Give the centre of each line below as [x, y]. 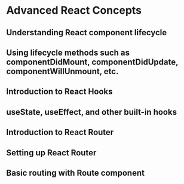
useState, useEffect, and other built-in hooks [92, 112]
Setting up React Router [51, 153]
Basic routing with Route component [76, 173]
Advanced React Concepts [74, 10]
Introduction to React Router [60, 132]
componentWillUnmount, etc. [62, 71]
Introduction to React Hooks [59, 92]
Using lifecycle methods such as [68, 52]
